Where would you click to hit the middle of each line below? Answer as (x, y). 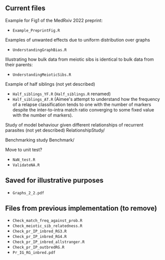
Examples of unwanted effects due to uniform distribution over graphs (78, 40)
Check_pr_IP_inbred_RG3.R (39, 231)
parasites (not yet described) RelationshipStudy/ (55, 130)
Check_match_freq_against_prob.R (47, 221)
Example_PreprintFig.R (36, 30)
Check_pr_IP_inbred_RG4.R (39, 237)
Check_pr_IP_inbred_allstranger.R (48, 242)
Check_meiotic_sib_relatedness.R (47, 226)
